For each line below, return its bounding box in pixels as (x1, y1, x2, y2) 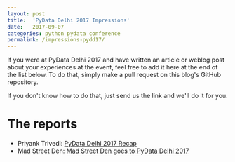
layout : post (7, 10, 46, 18)
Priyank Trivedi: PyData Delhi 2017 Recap (17, 140, 137, 148)
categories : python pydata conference (7, 29, 121, 37)
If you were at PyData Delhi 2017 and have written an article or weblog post (7, 55, 225, 64)
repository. (7, 78, 39, 86)
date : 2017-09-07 (7, 23, 65, 30)
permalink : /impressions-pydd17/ (7, 36, 105, 43)
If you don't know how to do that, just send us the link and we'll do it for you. (7, 92, 228, 100)
